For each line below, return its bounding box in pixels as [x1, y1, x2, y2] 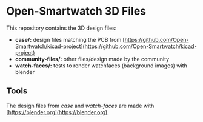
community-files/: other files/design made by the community [15, 55, 170, 63]
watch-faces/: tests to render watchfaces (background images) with [15, 62, 188, 69]
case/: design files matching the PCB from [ [15, 36, 125, 43]
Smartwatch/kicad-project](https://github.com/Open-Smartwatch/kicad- [15, 42, 197, 50]
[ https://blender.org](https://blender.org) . [6, 108, 109, 116]
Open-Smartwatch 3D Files [6, 4, 147, 18]
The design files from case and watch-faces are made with [6, 102, 155, 109]
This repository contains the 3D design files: [6, 24, 117, 32]
